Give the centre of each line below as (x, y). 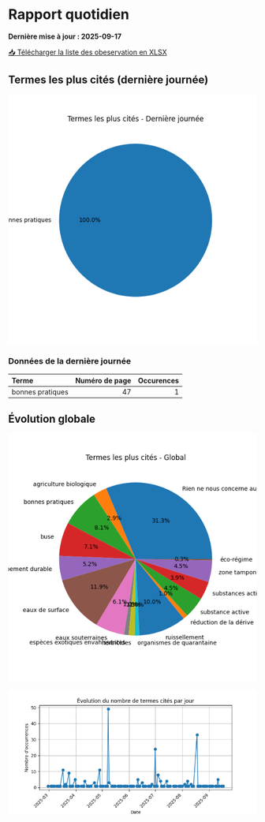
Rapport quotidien (69, 15)
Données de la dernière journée (70, 361)
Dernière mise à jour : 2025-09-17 (65, 36)
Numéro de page (103, 380)
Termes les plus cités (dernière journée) (108, 80)
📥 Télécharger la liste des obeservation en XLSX (88, 52)
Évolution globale (52, 418)
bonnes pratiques (40, 391)
